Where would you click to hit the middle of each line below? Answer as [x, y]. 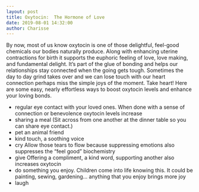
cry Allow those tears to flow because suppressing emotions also [95, 145]
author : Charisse [28, 28]
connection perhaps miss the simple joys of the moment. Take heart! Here [97, 83]
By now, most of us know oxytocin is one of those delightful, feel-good [93, 45]
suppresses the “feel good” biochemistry [65, 152]
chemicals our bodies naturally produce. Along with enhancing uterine [92, 52]
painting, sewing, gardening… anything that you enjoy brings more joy [100, 177]
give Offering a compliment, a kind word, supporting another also [94, 158]
